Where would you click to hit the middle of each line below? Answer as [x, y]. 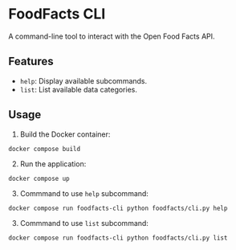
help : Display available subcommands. [83, 80]
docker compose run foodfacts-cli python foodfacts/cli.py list [118, 238]
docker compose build [45, 149]
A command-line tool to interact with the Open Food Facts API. [112, 36]
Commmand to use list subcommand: [84, 223]
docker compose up [39, 178]
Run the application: [53, 164]
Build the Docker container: [65, 134]
